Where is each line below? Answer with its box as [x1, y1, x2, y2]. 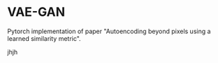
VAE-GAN [7, 4, 66, 20]
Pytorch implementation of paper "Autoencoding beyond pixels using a [7, 27, 211, 35]
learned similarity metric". [7, 34, 82, 42]
